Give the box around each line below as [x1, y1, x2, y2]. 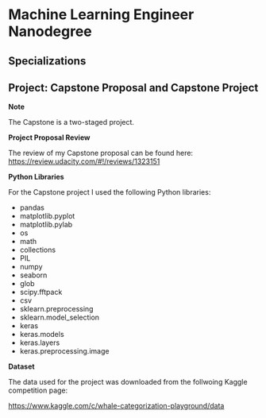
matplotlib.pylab [19, 220, 73, 230]
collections [19, 245, 56, 255]
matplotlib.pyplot [19, 211, 75, 221]
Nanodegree [8, 22, 93, 41]
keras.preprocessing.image [19, 346, 110, 356]
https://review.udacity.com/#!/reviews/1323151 [8, 157, 160, 166]
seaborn [19, 270, 48, 280]
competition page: [8, 385, 68, 395]
